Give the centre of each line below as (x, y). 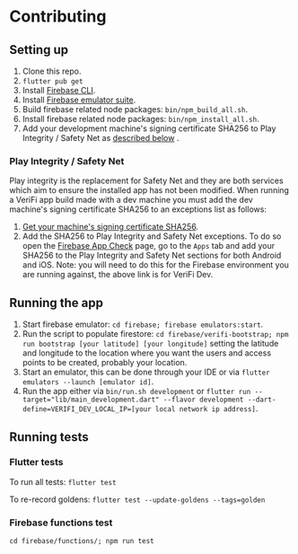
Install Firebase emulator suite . (79, 100)
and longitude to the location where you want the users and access (147, 353)
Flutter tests (36, 462)
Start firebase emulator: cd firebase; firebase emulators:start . (143, 324)
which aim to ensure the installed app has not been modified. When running (149, 190)
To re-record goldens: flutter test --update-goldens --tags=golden (137, 499)
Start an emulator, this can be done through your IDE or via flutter (146, 372)
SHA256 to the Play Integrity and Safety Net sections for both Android (152, 255)
